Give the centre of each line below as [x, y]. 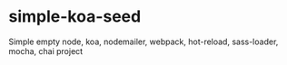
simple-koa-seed [75, 17]
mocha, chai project [46, 51]
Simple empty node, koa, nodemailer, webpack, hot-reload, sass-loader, [143, 42]
